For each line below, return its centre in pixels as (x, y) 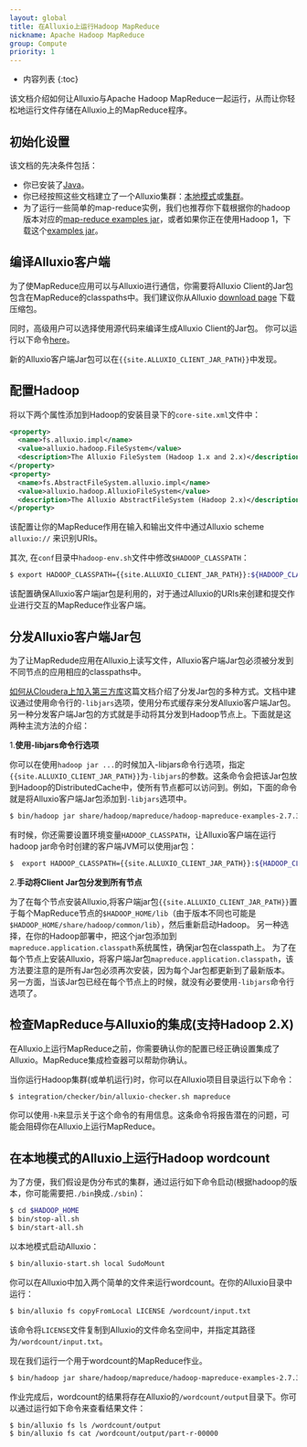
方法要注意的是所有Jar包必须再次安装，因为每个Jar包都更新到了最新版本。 (150, 970)
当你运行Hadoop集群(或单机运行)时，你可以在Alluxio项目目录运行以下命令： (152, 1079)
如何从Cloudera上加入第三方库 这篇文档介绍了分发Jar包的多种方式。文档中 (149, 691)
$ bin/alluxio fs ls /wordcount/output (85, 1425)
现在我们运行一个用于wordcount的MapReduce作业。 (108, 1360)
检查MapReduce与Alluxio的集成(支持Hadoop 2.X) (152, 1025)
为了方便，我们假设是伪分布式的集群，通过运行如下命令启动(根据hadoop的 (149, 1182)
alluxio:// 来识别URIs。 (56, 538)
